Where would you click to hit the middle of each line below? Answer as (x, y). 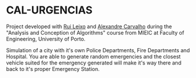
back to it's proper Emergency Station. (53, 69)
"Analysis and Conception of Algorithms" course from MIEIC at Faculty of (95, 32)
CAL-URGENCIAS (49, 10)
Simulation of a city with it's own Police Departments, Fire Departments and (98, 50)
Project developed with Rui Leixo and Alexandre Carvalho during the (89, 26)
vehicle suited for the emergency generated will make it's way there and (94, 63)
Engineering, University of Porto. (46, 39)
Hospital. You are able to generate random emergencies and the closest (94, 56)
